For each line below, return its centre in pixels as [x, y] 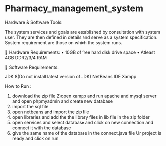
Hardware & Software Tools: [34, 22]
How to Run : [18, 86]
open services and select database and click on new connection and [83, 122]
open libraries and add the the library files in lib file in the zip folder [81, 117]
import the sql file [30, 106]
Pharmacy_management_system [74, 9]
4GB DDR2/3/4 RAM [26, 57]
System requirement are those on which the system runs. [64, 42]
